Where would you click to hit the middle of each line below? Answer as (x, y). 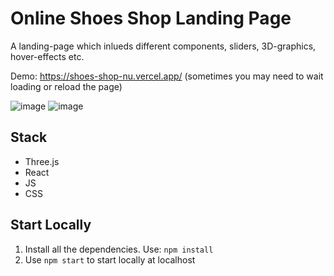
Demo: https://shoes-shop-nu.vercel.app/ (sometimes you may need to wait (167, 76)
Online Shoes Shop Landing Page (151, 18)
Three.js (42, 161)
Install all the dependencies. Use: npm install (119, 249)
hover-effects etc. (47, 56)
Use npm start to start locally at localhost (110, 259)
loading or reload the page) (66, 86)
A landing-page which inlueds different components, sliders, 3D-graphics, (163, 46)
